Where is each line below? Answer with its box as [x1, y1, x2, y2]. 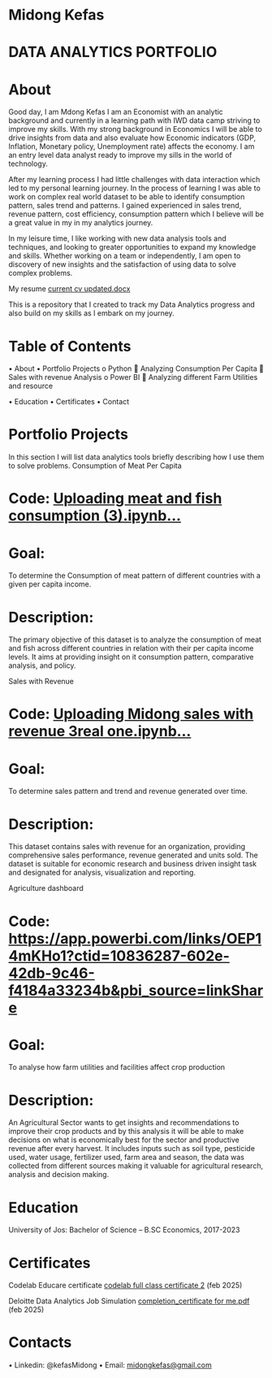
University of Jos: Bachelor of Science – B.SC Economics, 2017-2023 [8, 1225, 240, 1235]
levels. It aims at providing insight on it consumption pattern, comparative [8, 652, 254, 662]
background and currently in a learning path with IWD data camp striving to [8, 116, 261, 125]
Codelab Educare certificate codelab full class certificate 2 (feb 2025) [8, 1280, 243, 1290]
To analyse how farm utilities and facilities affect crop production [8, 1062, 226, 1072]
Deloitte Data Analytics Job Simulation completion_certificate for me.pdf [8, 1296, 250, 1306]
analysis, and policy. [8, 661, 76, 670]
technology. [8, 159, 49, 168]
